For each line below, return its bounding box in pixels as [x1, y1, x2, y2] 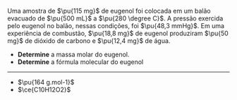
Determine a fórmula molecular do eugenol [17, 58, 144, 66]
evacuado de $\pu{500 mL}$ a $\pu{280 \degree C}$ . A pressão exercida [7, 14, 224, 23]
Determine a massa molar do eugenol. [17, 50, 130, 58]
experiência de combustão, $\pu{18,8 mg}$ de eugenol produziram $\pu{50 [7, 29, 229, 37]
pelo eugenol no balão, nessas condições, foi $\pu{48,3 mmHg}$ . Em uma [7, 22, 224, 30]
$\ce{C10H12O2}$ [17, 85, 71, 94]
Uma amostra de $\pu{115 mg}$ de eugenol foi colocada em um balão [7, 7, 211, 15]
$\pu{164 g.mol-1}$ [17, 78, 75, 86]
